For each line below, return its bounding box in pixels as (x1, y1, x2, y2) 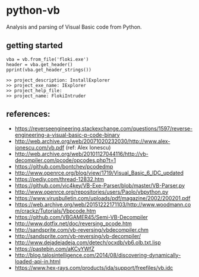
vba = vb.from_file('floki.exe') (6, 56, 89, 63)
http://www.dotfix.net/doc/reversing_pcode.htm (14, 220, 132, 227)
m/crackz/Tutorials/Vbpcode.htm (14, 207, 96, 214)
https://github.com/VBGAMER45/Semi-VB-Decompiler (14, 213, 149, 220)
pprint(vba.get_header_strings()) (6, 67, 92, 73)
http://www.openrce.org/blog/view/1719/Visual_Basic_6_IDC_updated (14, 169, 184, 176)
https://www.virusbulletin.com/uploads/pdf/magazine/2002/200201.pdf (14, 194, 191, 201)
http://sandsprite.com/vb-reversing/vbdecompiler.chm (14, 226, 149, 233)
